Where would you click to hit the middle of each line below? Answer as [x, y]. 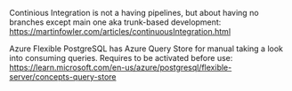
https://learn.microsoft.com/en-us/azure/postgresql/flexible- [121, 67]
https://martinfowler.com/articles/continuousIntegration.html [120, 31]
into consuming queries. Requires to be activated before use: [121, 58]
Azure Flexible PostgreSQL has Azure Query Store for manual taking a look [146, 49]
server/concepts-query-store [63, 77]
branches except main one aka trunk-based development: [115, 22]
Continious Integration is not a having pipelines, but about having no [134, 13]
